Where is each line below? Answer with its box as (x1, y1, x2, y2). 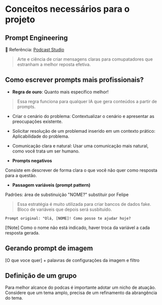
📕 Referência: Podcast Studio (5, 47, 65, 52)
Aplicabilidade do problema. (12, 133, 69, 139)
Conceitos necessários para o (5, 3, 130, 15)
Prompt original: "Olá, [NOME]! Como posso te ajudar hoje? (5, 216, 131, 221)
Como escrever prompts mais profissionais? (5, 76, 144, 84)
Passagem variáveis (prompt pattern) (12, 182, 91, 188)
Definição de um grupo (5, 271, 77, 280)
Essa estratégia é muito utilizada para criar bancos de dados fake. (17, 201, 152, 207)
